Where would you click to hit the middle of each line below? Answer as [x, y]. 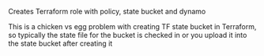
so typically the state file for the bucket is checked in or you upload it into [128, 35]
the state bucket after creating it [60, 43]
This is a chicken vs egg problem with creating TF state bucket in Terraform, [132, 26]
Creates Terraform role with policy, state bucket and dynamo [107, 11]
